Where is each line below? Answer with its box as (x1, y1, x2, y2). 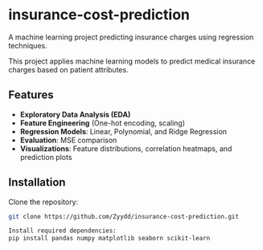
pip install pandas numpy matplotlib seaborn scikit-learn (8, 235, 211, 243)
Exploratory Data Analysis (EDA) (19, 109, 131, 119)
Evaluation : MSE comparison (19, 135, 117, 145)
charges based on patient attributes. (8, 64, 129, 74)
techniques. (8, 40, 47, 50)
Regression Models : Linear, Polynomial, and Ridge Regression (19, 126, 228, 136)
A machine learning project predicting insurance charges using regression (8, 32, 254, 42)
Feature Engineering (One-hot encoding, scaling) (19, 118, 186, 128)
